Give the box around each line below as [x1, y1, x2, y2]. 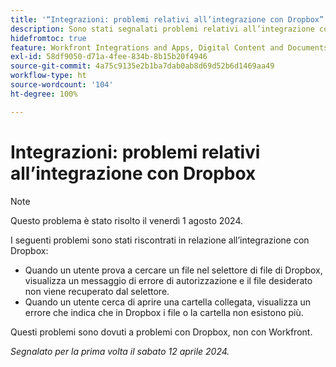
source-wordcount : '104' [10, 80, 114, 90]
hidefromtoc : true [10, 33, 87, 43]
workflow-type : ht [10, 71, 87, 81]
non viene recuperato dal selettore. [24, 285, 170, 297]
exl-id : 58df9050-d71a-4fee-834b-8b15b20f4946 [10, 52, 208, 62]
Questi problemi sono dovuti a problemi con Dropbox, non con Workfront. [10, 326, 313, 338]
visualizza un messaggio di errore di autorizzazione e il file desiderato [24, 274, 313, 286]
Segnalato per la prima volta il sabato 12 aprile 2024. [10, 345, 230, 357]
